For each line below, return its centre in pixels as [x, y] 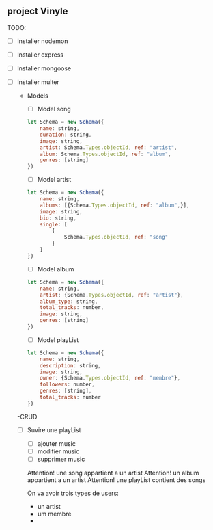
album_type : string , [69, 301]
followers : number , [68, 385]
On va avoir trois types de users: [73, 493]
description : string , [70, 365]
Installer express [40, 55]
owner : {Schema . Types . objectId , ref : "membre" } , [110, 378]
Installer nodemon [42, 41]
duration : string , [66, 135]
